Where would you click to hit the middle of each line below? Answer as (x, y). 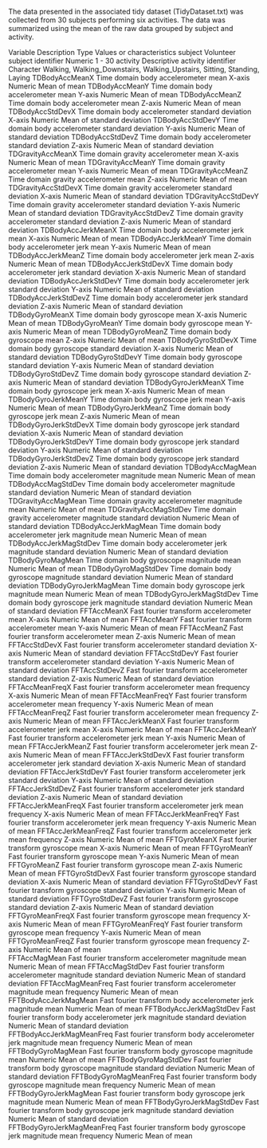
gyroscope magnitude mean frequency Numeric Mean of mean (112, 1085)
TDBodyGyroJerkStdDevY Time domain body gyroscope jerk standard (124, 442)
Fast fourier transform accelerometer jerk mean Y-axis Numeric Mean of (127, 738)
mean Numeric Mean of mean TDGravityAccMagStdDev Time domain (122, 509)
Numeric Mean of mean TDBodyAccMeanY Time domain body (110, 86)
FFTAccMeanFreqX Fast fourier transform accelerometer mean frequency (129, 687)
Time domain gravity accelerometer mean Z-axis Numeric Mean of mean (128, 179)
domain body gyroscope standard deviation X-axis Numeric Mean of (121, 349)
